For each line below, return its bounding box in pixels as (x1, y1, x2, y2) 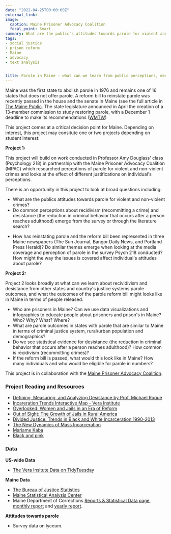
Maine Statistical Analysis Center (12, 492, 82, 498)
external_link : (5, 12, 38, 17)
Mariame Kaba (12, 427, 44, 434)
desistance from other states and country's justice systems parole (5, 286, 144, 292)
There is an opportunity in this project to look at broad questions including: (5, 187, 162, 193)
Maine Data (5, 476, 30, 482)
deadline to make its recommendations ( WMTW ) (5, 114, 107, 120)
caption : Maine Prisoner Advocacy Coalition (10, 21, 106, 27)
